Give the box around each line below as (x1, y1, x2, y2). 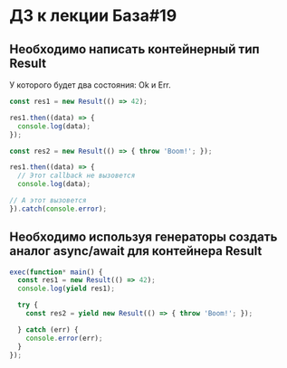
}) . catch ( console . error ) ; (9, 204, 107, 213)
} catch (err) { (17, 325, 79, 335)
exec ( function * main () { (9, 268, 103, 277)
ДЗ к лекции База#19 (9, 5, 177, 26)
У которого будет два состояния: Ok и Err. (9, 80, 172, 90)
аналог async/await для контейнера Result (9, 243, 263, 259)
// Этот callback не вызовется (17, 171, 136, 181)
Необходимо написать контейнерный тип (9, 42, 260, 57)
